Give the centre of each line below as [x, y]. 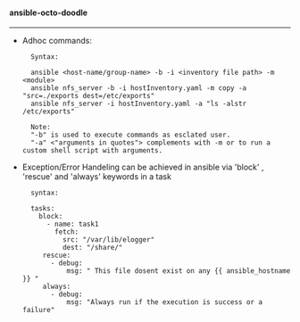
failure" [38, 310]
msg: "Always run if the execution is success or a [165, 302]
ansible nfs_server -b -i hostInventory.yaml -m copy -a [139, 88]
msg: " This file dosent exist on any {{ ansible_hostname [179, 271]
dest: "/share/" [92, 248]
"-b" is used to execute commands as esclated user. [131, 135]
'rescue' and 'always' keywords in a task [97, 177]
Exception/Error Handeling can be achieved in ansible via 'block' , [143, 167]
